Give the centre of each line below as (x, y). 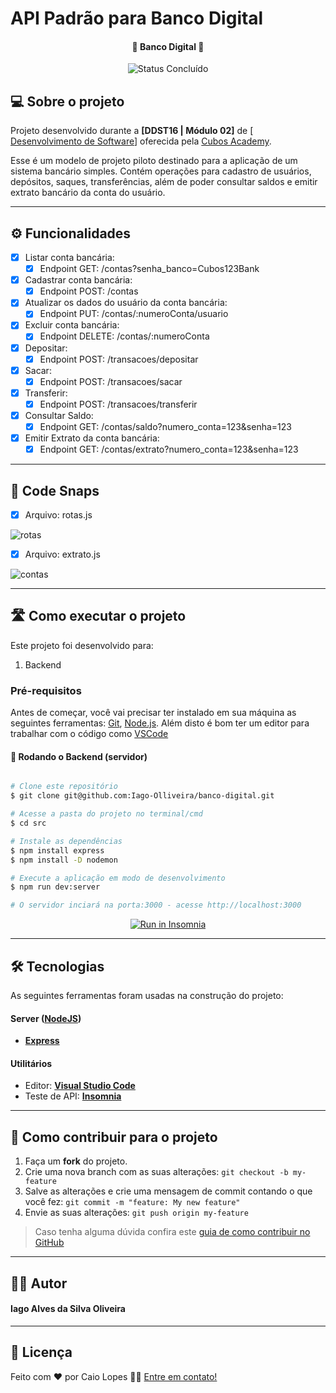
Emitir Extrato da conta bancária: (92, 438)
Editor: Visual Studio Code (80, 1086)
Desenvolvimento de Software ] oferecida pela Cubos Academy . (141, 141)
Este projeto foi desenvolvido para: (82, 645)
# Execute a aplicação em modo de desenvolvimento (118, 878)
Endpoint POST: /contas (89, 291)
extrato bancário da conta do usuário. (88, 193)
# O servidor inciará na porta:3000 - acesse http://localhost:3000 (156, 905)
